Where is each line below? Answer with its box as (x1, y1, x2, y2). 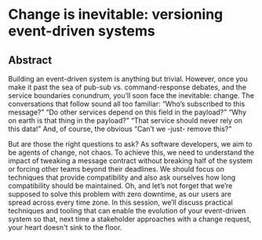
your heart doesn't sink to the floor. (8, 223, 122, 232)
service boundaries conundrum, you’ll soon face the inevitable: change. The (8, 91, 255, 100)
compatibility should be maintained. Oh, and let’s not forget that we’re (8, 181, 233, 190)
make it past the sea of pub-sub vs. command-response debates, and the (8, 82, 247, 92)
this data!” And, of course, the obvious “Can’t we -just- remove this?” (8, 124, 232, 133)
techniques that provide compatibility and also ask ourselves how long (8, 173, 236, 182)
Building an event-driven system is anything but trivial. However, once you (8, 75, 249, 83)
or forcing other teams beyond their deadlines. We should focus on (8, 165, 225, 173)
